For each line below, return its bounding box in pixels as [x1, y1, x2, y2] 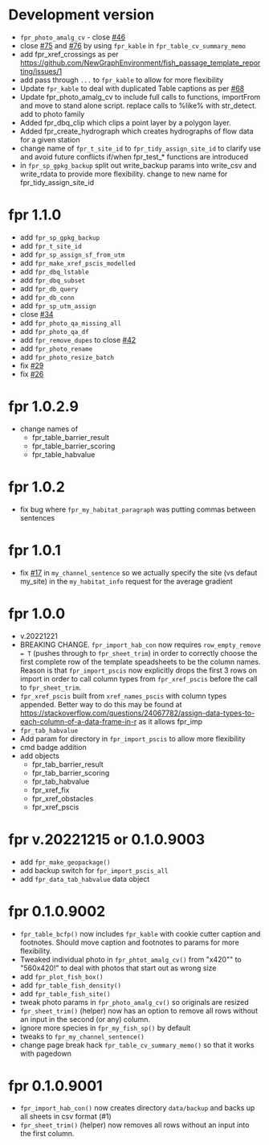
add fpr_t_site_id [19, 241, 82, 250]
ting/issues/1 [19, 66, 63, 76]
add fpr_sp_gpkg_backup [19, 232, 100, 242]
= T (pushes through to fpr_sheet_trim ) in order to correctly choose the [19, 648, 259, 657]
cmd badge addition [19, 742, 87, 752]
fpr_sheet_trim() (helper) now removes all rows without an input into [19, 1120, 250, 1130]
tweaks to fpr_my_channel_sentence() [19, 1032, 145, 1041]
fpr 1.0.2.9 [8, 397, 79, 416]
